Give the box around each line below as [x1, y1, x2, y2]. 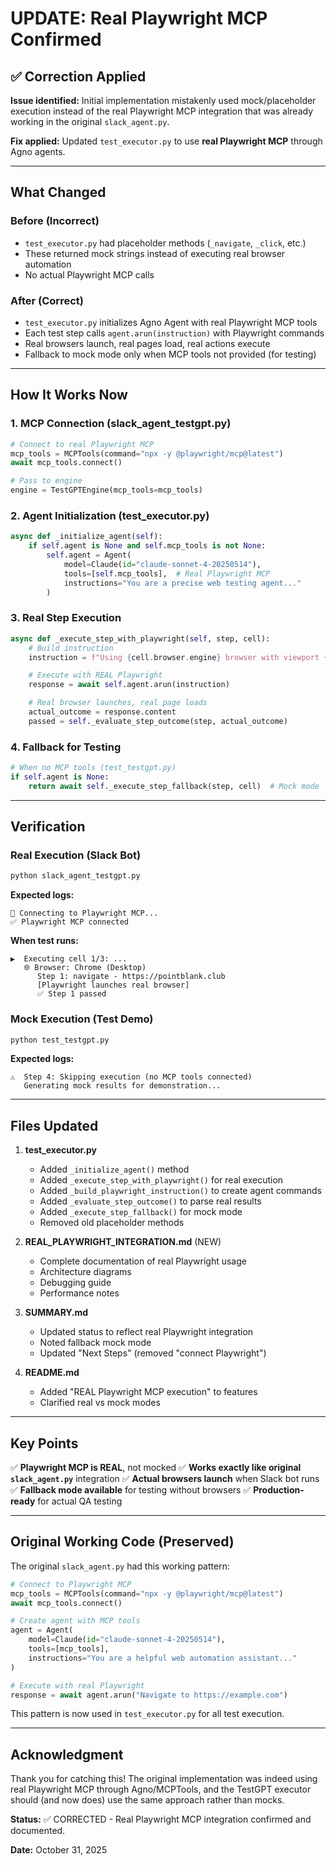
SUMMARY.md [24, 1307, 89, 1319]
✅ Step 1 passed [36, 989, 107, 999]
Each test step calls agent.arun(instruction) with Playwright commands [24, 327, 325, 339]
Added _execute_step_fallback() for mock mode [39, 1206, 243, 1218]
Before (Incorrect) [10, 214, 100, 228]
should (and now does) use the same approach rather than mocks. [10, 1794, 285, 1806]
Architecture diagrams [39, 1266, 132, 1278]
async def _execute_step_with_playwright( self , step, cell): [10, 633, 271, 644]
